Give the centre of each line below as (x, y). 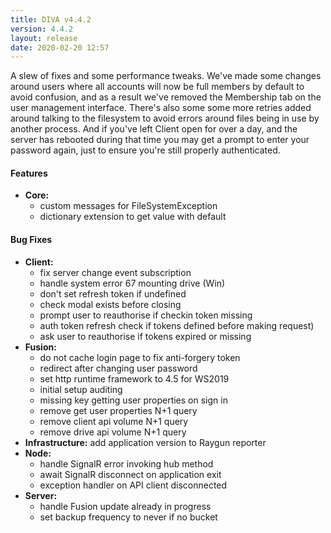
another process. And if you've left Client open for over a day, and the (154, 129)
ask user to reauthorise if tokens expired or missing (145, 336)
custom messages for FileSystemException (128, 206)
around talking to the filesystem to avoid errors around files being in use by (165, 118)
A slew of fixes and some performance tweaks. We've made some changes (166, 76)
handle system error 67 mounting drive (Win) (132, 283)
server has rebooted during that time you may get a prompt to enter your (160, 140)
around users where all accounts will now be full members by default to (157, 87)
